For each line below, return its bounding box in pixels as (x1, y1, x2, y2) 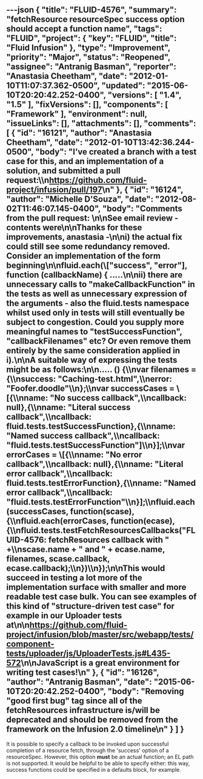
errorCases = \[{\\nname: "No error (6, 449, 142, 460)
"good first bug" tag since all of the (6, 696, 142, 706)
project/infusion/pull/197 (6, 185, 102, 195)
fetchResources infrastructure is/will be (6, 705, 161, 715)
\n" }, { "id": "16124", (102, 185, 184, 195)
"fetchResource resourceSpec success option (6, 15, 185, 25)
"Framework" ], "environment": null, (6, 109, 147, 119)
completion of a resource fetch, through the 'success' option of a (6, 746, 169, 754)
